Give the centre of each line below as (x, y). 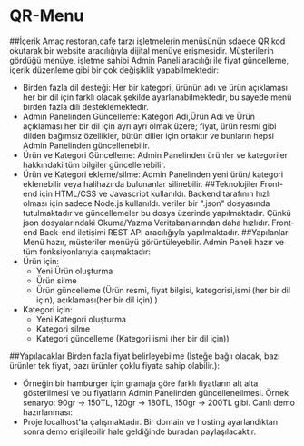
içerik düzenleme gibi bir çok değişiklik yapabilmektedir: (114, 70)
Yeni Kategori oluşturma (81, 319)
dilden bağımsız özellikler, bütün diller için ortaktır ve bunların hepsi (148, 135)
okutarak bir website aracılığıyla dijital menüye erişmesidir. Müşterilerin (142, 50)
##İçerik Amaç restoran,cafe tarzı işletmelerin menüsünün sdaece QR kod (147, 41)
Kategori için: (47, 309)
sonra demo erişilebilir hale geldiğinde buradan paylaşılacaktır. (139, 431)
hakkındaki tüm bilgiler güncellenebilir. (94, 164)
